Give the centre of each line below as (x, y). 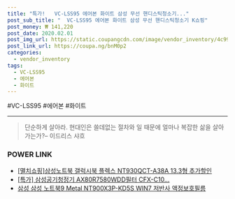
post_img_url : (28, 40)
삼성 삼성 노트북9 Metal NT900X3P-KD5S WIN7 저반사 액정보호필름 (112, 188)
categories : (24, 53)
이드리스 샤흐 (67, 136)
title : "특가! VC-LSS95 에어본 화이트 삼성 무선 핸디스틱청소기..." (98, 14)
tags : (15, 66)
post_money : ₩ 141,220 (40, 27)
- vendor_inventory (42, 59)
